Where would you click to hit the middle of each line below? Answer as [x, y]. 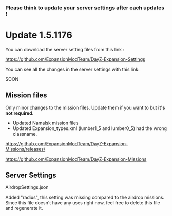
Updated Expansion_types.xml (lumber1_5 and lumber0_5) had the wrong [90, 128]
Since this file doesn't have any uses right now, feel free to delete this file [83, 203]
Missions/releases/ [25, 149]
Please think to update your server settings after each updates [85, 8]
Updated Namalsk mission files [45, 123]
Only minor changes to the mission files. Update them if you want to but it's [85, 107]
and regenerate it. [24, 208]
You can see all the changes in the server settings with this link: [72, 69]
